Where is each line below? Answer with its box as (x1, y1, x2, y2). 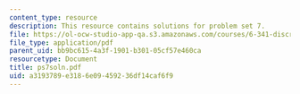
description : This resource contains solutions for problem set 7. (9, 21, 266, 30)
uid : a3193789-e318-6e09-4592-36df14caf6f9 (9, 72, 174, 81)
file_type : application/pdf (9, 38, 114, 47)
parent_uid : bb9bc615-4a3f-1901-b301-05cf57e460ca (9, 47, 202, 56)
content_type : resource (9, 13, 98, 22)
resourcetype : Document (9, 55, 98, 64)
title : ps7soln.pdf (9, 64, 82, 73)
